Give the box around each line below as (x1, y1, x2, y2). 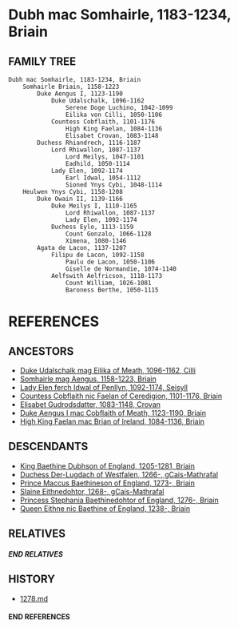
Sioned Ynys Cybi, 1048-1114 (65, 181, 162, 189)
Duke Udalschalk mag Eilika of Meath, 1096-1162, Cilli (19, 366, 196, 375)
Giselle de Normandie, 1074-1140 (65, 265, 177, 273)
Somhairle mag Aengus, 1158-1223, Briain (19, 374, 157, 384)
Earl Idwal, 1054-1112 (65, 174, 141, 182)
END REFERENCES (8, 612, 70, 622)
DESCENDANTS (8, 440, 89, 453)
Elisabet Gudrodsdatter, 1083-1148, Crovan (19, 400, 161, 409)
